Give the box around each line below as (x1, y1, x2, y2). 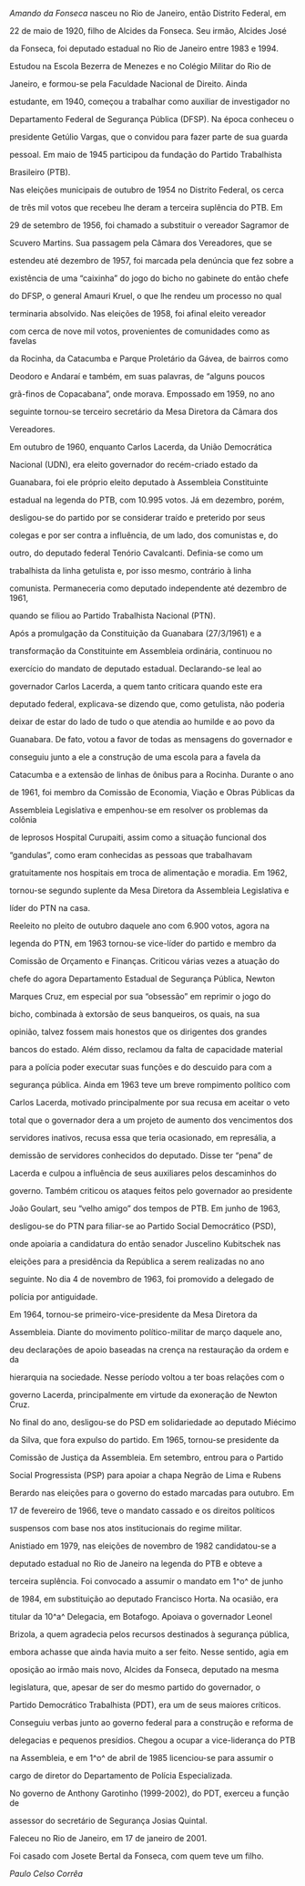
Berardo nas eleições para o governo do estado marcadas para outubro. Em (9, 1487, 294, 1498)
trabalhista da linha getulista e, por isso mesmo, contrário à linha (9, 565, 252, 575)
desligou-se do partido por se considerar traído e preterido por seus (9, 513, 266, 523)
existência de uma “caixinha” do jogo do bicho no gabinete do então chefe (9, 273, 290, 284)
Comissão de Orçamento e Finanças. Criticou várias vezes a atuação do (9, 956, 280, 966)
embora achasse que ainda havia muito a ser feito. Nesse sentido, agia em (9, 1646, 289, 1657)
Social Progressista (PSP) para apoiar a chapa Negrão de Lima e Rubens (9, 1470, 282, 1480)
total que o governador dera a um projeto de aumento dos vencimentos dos (9, 1114, 293, 1125)
